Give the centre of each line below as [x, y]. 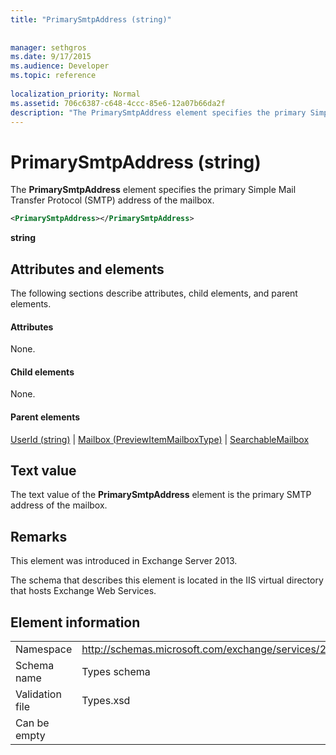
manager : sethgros [48, 47]
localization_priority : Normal [75, 94]
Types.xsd [106, 701]
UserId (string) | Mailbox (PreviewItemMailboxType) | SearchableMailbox [160, 439]
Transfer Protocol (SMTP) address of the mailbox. [112, 200]
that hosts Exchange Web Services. [83, 591]
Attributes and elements [87, 269]
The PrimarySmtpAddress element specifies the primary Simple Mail [153, 190]
